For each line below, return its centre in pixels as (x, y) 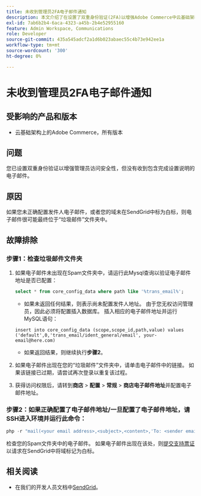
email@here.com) (35, 340)
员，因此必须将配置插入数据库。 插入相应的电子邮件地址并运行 (100, 311)
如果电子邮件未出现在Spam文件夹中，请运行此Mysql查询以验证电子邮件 (103, 273)
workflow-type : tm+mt (33, 45)
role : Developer (26, 34)
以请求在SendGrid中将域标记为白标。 (52, 451)
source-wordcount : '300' (37, 51)
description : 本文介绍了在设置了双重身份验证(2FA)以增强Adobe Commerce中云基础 (98, 17)
